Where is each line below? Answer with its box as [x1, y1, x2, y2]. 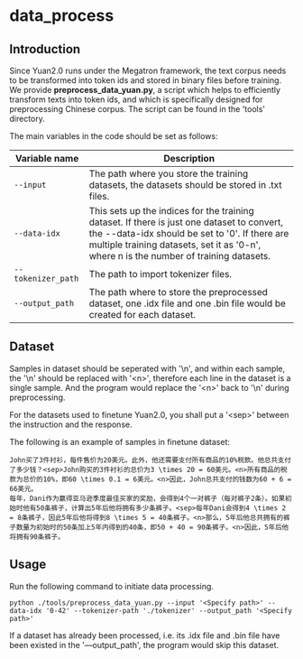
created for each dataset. [88, 309, 197, 320]
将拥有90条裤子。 [9, 532, 65, 542]
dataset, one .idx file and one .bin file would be [88, 297, 287, 310]
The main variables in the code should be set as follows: [9, 131, 218, 141]
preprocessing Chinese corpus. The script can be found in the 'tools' [9, 104, 266, 114]
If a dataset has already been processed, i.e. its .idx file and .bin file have [9, 629, 280, 641]
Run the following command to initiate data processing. [9, 580, 215, 591]
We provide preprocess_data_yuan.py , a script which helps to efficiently [9, 85, 281, 95]
